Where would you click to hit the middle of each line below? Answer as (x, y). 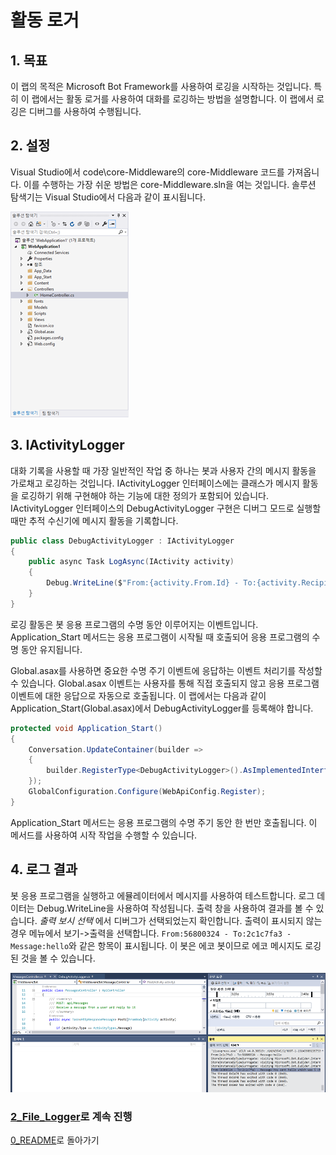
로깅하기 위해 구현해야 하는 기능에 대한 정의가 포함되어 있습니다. (144, 495)
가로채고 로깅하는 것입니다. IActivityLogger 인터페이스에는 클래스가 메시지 (155, 483)
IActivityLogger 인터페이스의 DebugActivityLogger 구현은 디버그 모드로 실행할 (166, 508)
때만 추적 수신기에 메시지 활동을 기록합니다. (94, 520)
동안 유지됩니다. (51, 649)
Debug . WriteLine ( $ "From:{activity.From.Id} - (143, 583)
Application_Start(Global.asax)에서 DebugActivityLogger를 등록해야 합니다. (162, 708)
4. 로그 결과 (44, 869)
